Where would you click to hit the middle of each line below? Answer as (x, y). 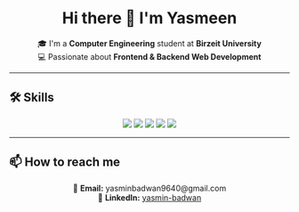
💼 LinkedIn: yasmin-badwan (149, 197)
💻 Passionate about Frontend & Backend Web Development (149, 56)
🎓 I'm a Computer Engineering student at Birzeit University (149, 43)
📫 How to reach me (65, 163)
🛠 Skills (32, 98)
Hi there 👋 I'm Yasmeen (149, 18)
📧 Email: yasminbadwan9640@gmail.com (149, 188)
